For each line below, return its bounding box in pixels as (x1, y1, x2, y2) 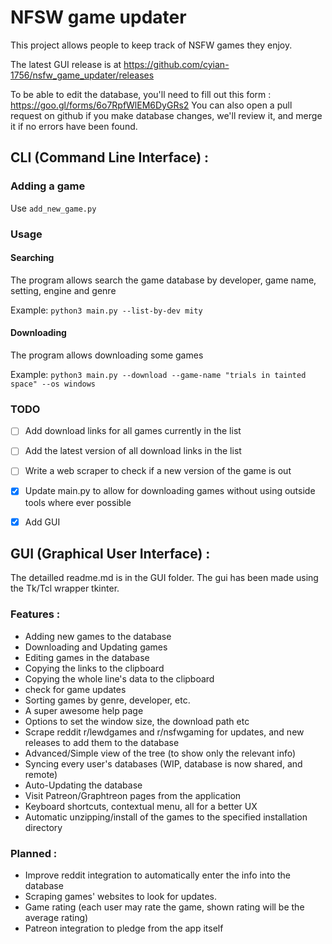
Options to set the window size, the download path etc (24, 715, 250, 727)
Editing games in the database (24, 651, 150, 663)
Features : (10, 607, 61, 621)
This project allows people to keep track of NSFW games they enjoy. (10, 39, 293, 51)
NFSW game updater (10, 6, 187, 29)
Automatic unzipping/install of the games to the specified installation (24, 811, 308, 823)
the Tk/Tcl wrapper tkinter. (10, 582, 120, 595)
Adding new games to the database (24, 630, 172, 642)
